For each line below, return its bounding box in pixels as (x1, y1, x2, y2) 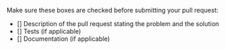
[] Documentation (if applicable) (16, 35, 111, 43)
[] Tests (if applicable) (16, 27, 81, 35)
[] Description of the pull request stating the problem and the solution (16, 20, 220, 27)
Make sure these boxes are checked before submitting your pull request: (6, 6, 219, 14)
